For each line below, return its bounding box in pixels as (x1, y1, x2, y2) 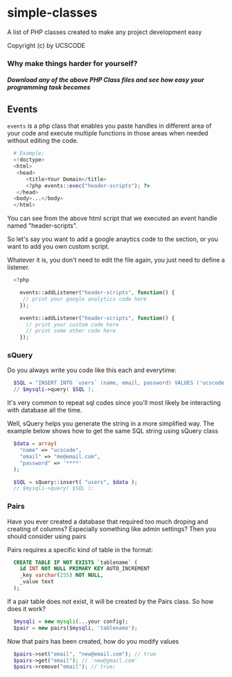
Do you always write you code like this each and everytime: (7, 366, 177, 374)
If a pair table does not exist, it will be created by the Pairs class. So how (7, 597, 214, 605)
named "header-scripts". (7, 222, 78, 230)
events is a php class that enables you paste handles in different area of (7, 122, 212, 130)
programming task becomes (7, 83, 91, 92)
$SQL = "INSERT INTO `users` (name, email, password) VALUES (13, 380, 194, 387)
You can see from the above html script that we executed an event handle (7, 214, 217, 223)
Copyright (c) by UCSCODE (7, 41, 85, 49)
